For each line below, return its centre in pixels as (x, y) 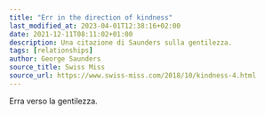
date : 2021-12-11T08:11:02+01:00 (71, 34)
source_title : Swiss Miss (57, 68)
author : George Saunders (55, 59)
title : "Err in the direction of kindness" (91, 17)
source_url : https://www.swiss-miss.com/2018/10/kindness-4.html (132, 76)
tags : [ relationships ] (51, 51)
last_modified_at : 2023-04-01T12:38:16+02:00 (95, 26)
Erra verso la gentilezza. (53, 101)
